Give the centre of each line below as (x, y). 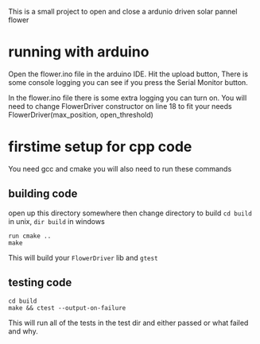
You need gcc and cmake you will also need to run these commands (120, 168)
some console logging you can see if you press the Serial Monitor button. (128, 82)
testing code (40, 282)
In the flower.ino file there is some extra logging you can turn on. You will (128, 98)
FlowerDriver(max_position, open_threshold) (81, 114)
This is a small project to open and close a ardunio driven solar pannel (123, 12)
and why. (23, 331)
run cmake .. (30, 236)
